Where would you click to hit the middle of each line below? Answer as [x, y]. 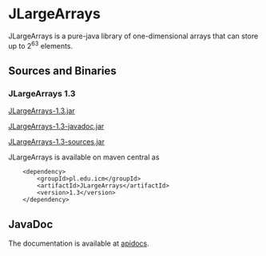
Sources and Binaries [63, 71]
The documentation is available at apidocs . [79, 243]
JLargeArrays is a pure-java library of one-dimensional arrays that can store [133, 36]
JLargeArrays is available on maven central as [84, 157]
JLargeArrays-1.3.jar [42, 111]
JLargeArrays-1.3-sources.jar [57, 142]
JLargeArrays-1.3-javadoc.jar [56, 126]
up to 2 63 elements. [41, 45]
